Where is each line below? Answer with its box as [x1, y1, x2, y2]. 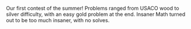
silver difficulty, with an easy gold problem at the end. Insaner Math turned [6, 11, 186, 18]
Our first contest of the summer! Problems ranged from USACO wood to [6, 5, 179, 11]
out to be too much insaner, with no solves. [6, 17, 110, 23]
